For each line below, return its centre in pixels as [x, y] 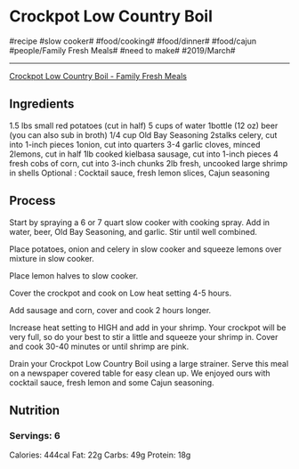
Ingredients [42, 104]
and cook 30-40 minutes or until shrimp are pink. [99, 346]
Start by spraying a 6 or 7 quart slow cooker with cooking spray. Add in [139, 222]
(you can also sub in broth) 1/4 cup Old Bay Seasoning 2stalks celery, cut [143, 134]
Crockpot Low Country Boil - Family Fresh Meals [98, 76]
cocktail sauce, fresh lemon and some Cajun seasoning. [112, 382]
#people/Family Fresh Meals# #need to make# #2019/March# [122, 50]
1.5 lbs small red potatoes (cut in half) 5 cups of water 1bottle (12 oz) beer [144, 125]
